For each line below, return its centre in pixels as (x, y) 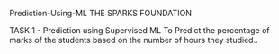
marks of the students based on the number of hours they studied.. (134, 40)
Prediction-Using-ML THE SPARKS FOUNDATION (100, 13)
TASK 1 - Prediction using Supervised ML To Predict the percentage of (139, 30)
